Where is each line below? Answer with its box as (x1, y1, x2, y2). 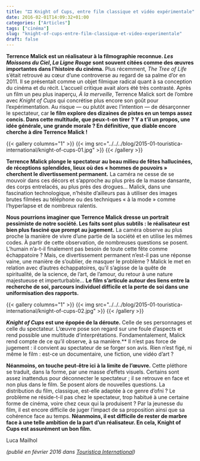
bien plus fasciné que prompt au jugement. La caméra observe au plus (6, 227, 183, 233)
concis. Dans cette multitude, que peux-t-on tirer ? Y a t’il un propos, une (6, 116, 190, 123)
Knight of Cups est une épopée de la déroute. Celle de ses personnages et (6, 319, 192, 326)
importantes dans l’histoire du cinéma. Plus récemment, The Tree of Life (6, 65, 187, 72)
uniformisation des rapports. (6, 290, 79, 296)
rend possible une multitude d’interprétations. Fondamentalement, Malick (6, 331, 186, 338)
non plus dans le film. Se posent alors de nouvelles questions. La (6, 381, 165, 388)
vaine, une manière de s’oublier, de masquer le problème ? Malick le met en (6, 258, 191, 265)
